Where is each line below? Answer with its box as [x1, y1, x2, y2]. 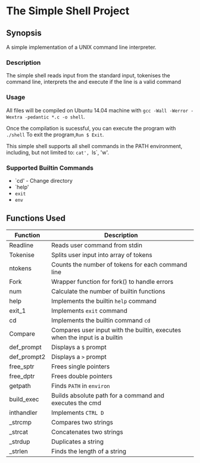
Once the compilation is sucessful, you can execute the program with [6, 124, 176, 132]
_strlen [9, 447, 28, 455]
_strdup [9, 437, 30, 446]
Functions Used [6, 213, 66, 224]
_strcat [9, 427, 29, 436]
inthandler [9, 408, 37, 417]
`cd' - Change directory [14, 177, 73, 184]
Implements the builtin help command [51, 296, 157, 305]
